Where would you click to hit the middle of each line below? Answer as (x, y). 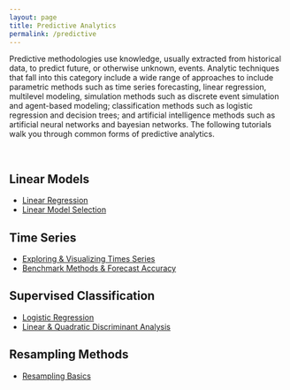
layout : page (33, 17)
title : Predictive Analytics (63, 26)
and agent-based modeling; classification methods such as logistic (131, 106)
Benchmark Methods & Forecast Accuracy (99, 268)
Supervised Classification (82, 296)
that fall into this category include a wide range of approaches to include (141, 78)
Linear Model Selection (64, 210)
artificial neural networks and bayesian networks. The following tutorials (141, 125)
